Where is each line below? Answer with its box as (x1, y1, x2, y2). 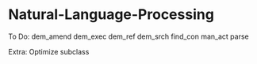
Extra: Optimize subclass (8, 47, 90, 56)
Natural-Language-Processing (8, 6, 214, 24)
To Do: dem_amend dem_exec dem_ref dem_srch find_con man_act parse (8, 32, 250, 41)
